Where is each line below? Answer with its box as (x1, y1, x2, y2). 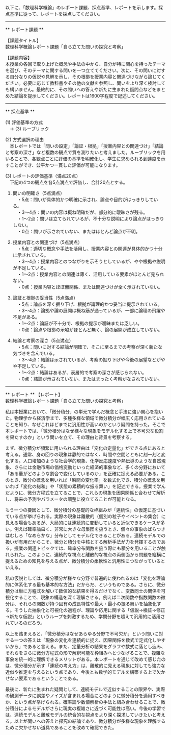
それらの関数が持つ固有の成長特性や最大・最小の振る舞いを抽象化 (18, 601, 157, 606)
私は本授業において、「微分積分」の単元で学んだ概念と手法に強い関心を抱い (5, 409, 163, 414)
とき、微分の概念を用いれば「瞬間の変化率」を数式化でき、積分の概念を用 (9, 477, 165, 483)
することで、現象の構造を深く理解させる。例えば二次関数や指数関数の (14, 594, 161, 600)
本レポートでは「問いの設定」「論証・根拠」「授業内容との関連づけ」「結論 (9, 143, 164, 149)
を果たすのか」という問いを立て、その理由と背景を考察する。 (5, 434, 135, 440)
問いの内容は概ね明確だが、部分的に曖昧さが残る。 (40, 209, 148, 215)
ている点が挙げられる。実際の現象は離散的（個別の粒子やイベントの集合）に (5, 513, 166, 519)
